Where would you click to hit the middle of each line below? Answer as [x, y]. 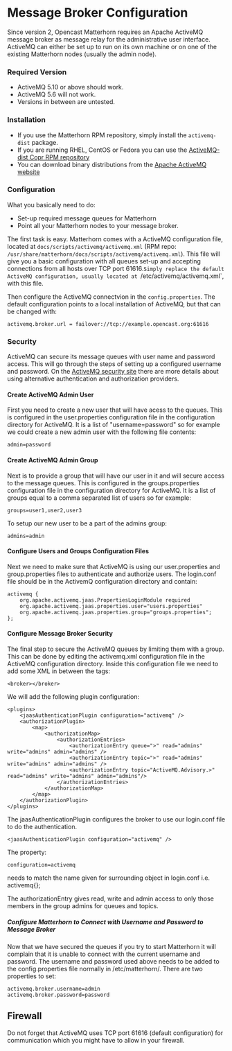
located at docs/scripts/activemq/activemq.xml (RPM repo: [92, 246]
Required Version [37, 72]
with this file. [25, 283]
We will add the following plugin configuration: [73, 696]
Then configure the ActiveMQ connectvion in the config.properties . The [111, 297]
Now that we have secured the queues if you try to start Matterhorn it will [111, 946]
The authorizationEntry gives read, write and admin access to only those [111, 898]
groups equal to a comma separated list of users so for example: [99, 498]
